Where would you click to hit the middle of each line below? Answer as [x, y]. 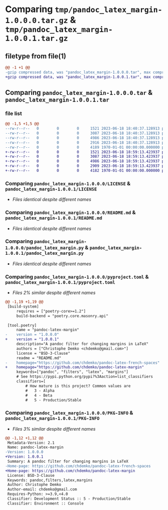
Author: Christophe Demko [34, 485]
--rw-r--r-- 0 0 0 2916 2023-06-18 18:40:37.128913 [82, 142]
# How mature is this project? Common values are [78, 386]
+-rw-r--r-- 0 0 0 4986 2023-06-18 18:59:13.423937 [82, 161]
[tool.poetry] [22, 325]
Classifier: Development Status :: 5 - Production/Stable [69, 499]
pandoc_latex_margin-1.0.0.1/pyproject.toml [60, 282]
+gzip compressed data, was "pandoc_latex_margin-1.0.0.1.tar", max [78, 77]
